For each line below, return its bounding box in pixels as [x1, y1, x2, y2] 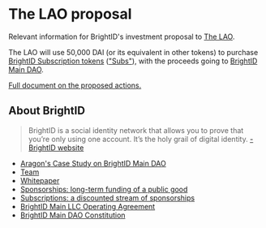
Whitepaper [19, 175, 60, 185]
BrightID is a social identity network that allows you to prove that [28, 125, 244, 135]
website [58, 143, 84, 153]
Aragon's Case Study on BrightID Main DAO [19, 158, 166, 168]
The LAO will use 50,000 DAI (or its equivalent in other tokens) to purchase [8, 47, 259, 57]
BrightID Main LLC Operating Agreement [19, 201, 156, 211]
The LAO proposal [8, 5, 132, 24]
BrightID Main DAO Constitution [19, 210, 126, 220]
